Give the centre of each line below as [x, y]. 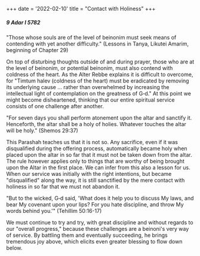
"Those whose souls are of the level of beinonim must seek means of [91, 37]
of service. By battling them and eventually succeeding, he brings [87, 235]
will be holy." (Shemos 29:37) [42, 130]
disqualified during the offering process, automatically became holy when [97, 148]
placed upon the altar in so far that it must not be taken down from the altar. [99, 154]
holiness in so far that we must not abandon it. [63, 186]
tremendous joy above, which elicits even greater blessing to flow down [94, 241]
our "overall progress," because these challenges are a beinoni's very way [98, 228]
